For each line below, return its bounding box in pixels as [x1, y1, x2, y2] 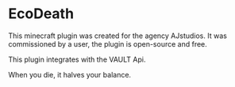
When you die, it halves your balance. [8, 70, 132, 79]
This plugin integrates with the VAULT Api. [8, 55, 146, 64]
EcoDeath [8, 5, 74, 23]
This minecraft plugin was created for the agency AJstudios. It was [8, 31, 228, 40]
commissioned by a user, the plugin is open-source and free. [8, 39, 208, 48]
